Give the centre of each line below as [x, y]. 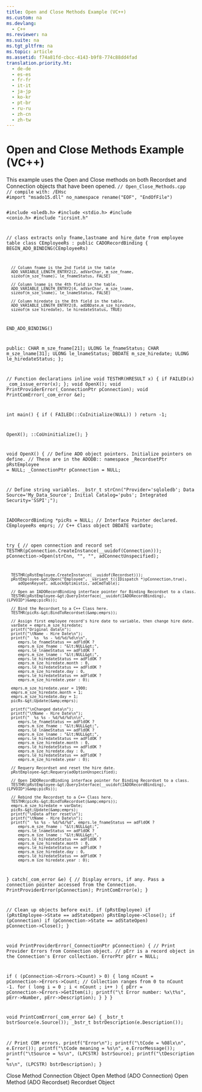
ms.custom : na [24, 18]
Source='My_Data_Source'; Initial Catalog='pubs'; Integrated [87, 495]
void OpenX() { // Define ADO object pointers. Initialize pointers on [99, 454]
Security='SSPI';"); [33, 501]
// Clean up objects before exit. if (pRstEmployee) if [78, 910]
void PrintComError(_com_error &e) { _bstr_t [65, 1017]
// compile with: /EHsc [37, 192]
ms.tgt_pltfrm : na [30, 46]
